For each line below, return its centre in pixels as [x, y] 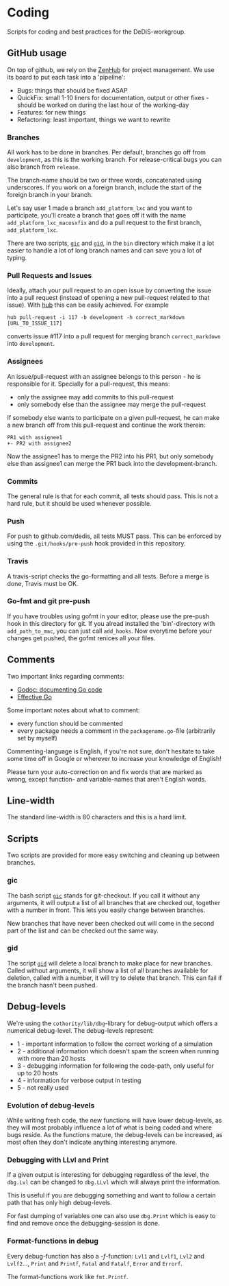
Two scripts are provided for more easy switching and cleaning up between [113, 855]
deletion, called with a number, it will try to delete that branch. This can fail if [114, 978]
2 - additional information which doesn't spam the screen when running [118, 1051]
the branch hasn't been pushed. [52, 985]
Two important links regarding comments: [66, 676]
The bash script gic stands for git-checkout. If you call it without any [104, 895]
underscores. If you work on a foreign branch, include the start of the [105, 187]
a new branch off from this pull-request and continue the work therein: [106, 425]
